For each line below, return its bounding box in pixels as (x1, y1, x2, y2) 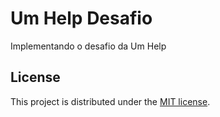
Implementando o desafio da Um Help (10, 40, 167, 52)
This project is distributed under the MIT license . (10, 95, 211, 107)
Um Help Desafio (10, 7, 153, 30)
